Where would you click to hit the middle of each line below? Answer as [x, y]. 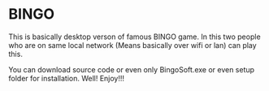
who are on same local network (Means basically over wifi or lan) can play [133, 45]
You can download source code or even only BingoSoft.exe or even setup [131, 69]
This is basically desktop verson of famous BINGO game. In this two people [135, 37]
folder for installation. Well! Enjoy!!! [66, 78]
